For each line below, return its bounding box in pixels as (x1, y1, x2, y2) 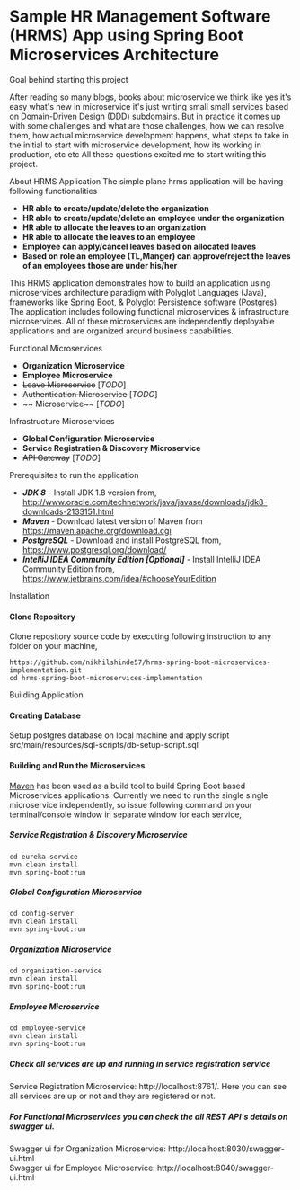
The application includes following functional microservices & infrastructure (9, 306, 289, 316)
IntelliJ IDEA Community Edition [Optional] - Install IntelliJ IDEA (22, 554, 261, 564)
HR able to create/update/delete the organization (22, 202, 209, 213)
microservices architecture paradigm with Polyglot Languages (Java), (9, 287, 267, 297)
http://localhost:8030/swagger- (167, 1143, 285, 1154)
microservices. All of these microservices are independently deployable (9, 315, 276, 326)
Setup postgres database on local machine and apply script (9, 730, 230, 741)
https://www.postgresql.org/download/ (22, 544, 167, 555)
